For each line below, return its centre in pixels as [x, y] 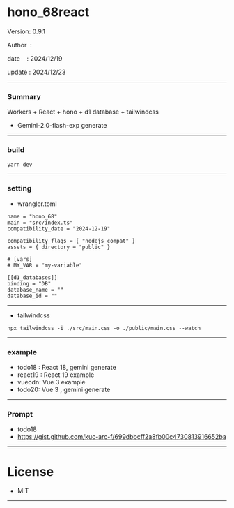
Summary [24, 96]
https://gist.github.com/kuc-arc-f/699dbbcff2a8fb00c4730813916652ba [122, 437]
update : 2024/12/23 [37, 72]
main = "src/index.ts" [40, 223]
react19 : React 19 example [56, 375]
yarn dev [20, 165]
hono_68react [48, 12]
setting [19, 188]
